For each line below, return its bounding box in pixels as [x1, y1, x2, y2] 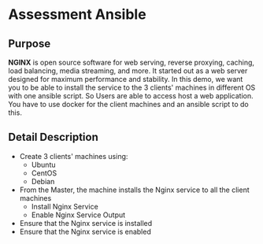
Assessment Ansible [8, 6, 147, 24]
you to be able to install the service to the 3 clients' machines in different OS [8, 83, 256, 92]
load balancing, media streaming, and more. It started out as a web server [8, 66, 248, 76]
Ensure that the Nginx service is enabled [19, 227, 151, 236]
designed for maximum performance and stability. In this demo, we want [8, 75, 243, 83]
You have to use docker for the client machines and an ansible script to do [8, 100, 250, 109]
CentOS [31, 168, 57, 178]
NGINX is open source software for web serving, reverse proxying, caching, [8, 57, 254, 67]
